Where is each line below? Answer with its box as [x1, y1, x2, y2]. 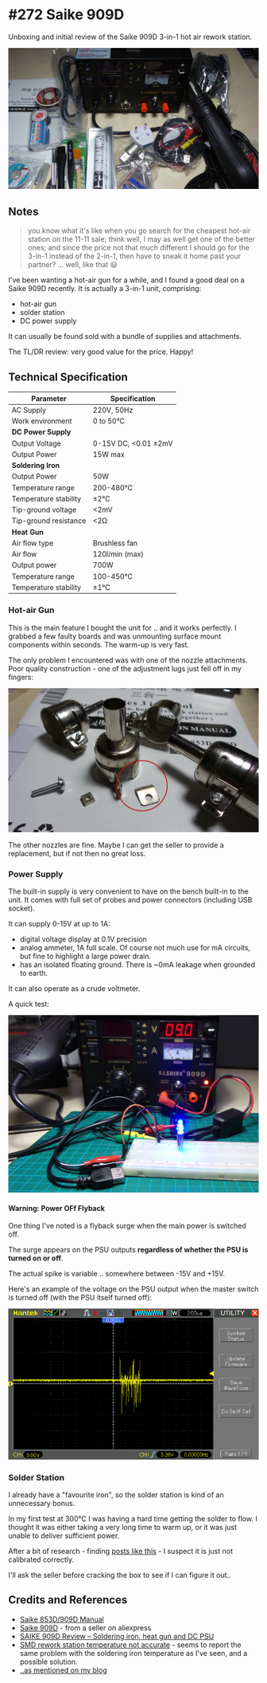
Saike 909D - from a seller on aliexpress [19, 1622, 152, 1632]
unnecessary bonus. [8, 1499, 75, 1508]
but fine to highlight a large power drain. [19, 951, 152, 961]
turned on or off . [8, 1253, 64, 1263]
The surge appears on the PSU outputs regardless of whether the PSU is [8, 1245, 249, 1255]
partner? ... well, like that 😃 [27, 260, 118, 269]
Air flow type [11, 538, 54, 548]
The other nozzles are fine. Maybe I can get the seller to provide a [8, 840, 224, 850]
